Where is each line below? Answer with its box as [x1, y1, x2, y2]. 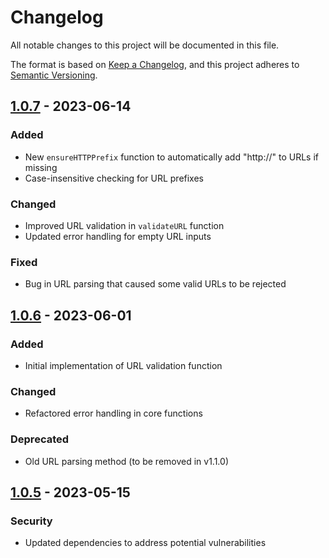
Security [10, 514, 53, 528]
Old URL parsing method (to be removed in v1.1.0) [24, 455, 229, 467]
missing [24, 161, 58, 173]
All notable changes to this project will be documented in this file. [10, 39, 280, 51]
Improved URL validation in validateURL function [24, 219, 225, 231]
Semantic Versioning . [10, 69, 98, 81]
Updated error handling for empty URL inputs [24, 230, 212, 242]
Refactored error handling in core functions [24, 407, 203, 420]
